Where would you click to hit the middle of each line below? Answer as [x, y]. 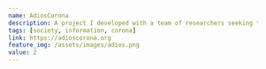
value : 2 [23, 52]
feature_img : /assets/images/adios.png [74, 45]
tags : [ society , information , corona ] [72, 30]
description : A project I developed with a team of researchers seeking [131, 23]
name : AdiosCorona [38, 15]
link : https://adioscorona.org [60, 38]
